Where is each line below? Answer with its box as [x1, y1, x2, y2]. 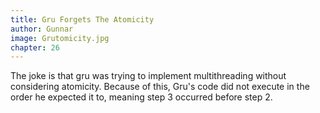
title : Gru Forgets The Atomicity [10, 14, 155, 25]
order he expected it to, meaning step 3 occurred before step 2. [10, 91, 273, 103]
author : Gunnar [10, 24, 74, 34]
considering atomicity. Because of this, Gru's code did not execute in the [10, 81, 310, 93]
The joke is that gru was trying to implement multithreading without [10, 70, 287, 82]
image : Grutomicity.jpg [10, 33, 110, 43]
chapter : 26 [10, 42, 60, 53]
